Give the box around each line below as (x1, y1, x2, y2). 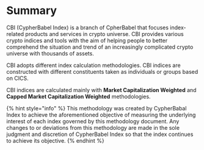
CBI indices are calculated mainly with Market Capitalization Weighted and (6, 86, 197, 93)
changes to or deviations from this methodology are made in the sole (6, 124, 180, 131)
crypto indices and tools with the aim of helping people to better (6, 37, 168, 44)
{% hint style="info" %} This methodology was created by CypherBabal (6, 104, 187, 112)
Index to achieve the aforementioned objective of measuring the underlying (6, 111, 196, 118)
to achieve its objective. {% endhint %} (6, 137, 105, 144)
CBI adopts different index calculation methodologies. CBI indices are (6, 62, 181, 69)
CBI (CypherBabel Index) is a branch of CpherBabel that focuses (6, 24, 169, 31)
